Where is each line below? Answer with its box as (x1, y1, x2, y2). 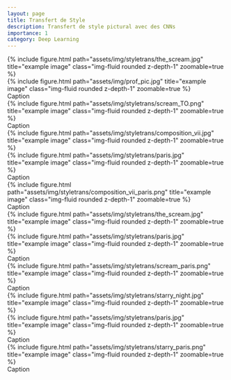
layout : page (7, 10, 45, 17)
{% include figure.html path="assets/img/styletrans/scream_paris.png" (7, 262, 211, 270)
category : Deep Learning (7, 36, 79, 43)
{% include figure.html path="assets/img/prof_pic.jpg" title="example (7, 77, 207, 85)
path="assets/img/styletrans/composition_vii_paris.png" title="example (7, 188, 212, 197)
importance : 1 (7, 29, 49, 37)
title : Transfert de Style (7, 17, 86, 24)
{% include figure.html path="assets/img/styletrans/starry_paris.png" (7, 343, 207, 352)
